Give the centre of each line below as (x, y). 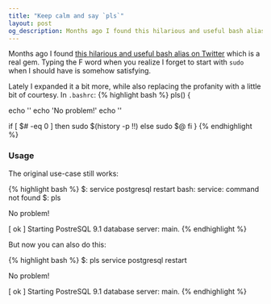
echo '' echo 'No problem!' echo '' (65, 110)
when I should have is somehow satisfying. (80, 71)
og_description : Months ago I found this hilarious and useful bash (126, 31)
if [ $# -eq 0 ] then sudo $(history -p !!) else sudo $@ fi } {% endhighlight (130, 127)
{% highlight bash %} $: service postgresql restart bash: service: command (134, 189)
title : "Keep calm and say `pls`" (67, 16)
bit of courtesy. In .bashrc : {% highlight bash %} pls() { (100, 95)
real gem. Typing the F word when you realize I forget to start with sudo (126, 62)
